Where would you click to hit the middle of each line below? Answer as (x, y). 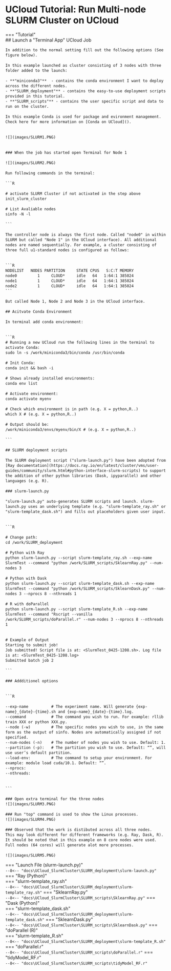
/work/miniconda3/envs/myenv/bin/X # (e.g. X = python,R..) (71, 429)
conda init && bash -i (29, 368)
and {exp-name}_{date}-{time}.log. (96, 711)
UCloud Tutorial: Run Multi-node (76, 9)
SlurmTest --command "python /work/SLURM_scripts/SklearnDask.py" (78, 588)
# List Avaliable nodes (31, 209)
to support (154, 470)
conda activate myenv (28, 399)
